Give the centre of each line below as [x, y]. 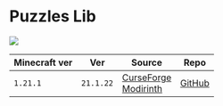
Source [147, 62]
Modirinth [142, 88]
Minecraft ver [43, 62]
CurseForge [147, 77]
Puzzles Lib [53, 16]
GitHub [194, 83]
